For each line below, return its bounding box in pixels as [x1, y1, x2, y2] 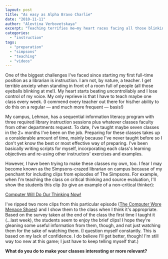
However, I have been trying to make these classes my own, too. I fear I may [5, 160, 162, 166]
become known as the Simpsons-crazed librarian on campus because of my [5, 166, 162, 172]
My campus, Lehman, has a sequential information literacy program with [5, 113, 154, 120]
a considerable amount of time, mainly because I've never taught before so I [5, 135, 162, 141]
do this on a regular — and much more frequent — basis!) [5, 104, 124, 110]
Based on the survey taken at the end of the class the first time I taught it [5, 212, 155, 218]
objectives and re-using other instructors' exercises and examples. [5, 151, 143, 157]
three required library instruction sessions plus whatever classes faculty [5, 119, 153, 125]
